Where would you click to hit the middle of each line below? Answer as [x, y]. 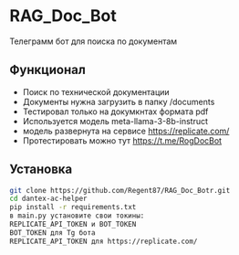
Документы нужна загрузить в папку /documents [119, 101]
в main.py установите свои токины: [77, 216]
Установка [41, 170]
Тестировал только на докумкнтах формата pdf [115, 112]
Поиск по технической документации [96, 91]
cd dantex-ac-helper [49, 199]
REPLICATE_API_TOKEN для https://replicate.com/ [104, 241]
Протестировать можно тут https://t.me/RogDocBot [122, 140]
